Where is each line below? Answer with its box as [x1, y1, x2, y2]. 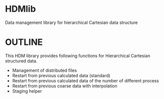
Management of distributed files [12, 67, 77, 73]
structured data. [5, 58, 38, 64]
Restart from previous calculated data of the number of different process [12, 78, 159, 83]
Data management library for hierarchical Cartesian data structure [5, 20, 138, 25]
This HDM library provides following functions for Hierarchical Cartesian [5, 53, 150, 59]
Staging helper [12, 88, 42, 94]
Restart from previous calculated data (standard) [12, 72, 111, 79]
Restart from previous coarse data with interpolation [12, 83, 117, 89]
